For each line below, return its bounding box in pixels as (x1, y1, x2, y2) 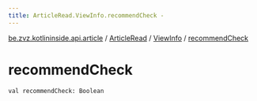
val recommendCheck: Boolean (8, 87, 104, 95)
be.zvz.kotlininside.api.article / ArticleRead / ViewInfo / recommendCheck (8, 33, 249, 43)
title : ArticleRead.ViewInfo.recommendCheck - (8, 11, 164, 20)
